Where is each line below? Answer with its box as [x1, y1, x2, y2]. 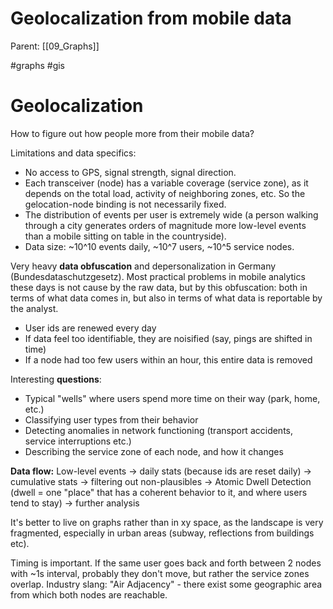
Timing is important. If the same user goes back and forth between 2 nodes [10, 557, 322, 569]
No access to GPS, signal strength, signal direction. [24, 166, 237, 178]
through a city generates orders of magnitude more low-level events [24, 219, 307, 231]
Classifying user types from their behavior [24, 413, 199, 426]
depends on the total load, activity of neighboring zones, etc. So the [24, 187, 306, 199]
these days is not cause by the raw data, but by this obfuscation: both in [10, 281, 308, 293]
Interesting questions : [10, 373, 102, 385]
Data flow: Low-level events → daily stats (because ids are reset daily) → [10, 465, 312, 477]
